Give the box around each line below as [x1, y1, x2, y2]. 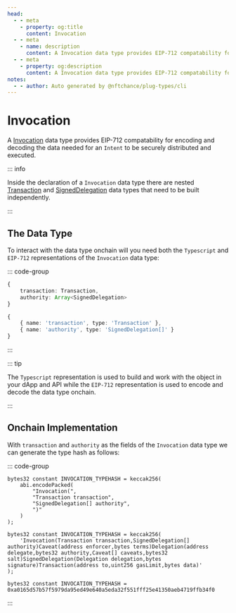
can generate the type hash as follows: [7, 448, 120, 457]
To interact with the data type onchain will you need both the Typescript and [7, 246, 229, 254]
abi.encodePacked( [20, 481, 74, 488]
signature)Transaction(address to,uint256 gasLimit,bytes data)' [7, 562, 202, 569]
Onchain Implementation [7, 422, 118, 434]
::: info [7, 165, 26, 173]
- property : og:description [20, 63, 102, 70]
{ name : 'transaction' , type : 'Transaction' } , [20, 320, 162, 327]
